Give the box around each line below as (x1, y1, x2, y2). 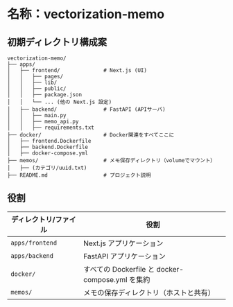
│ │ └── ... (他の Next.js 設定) (7, 98, 112, 105)
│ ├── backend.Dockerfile (7, 143, 89, 150)
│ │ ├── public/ (7, 85, 67, 92)
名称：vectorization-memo (7, 6, 165, 22)
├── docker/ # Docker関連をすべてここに (7, 132, 175, 139)
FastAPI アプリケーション (83, 251, 166, 261)
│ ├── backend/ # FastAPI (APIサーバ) (7, 106, 166, 113)
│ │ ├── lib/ (7, 79, 58, 86)
